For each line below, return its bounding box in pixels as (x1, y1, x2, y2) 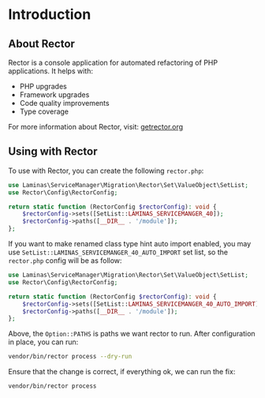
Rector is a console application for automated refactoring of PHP (8, 58, 218, 67)
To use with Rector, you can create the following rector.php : (8, 166, 204, 175)
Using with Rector (8, 145, 98, 159)
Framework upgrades (19, 90, 90, 99)
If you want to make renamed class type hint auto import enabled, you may (8, 239, 252, 249)
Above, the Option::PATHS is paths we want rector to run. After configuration (8, 329, 256, 339)
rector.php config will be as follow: (8, 256, 122, 265)
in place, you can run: (8, 337, 79, 347)
